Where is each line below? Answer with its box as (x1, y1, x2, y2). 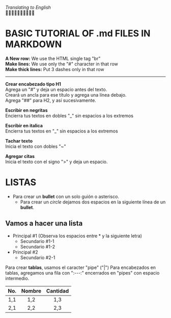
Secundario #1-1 (20, 238, 54, 244)
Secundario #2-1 (20, 254, 55, 260)
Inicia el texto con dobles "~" (5, 143, 66, 149)
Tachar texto (5, 138, 33, 144)
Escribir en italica (5, 122, 43, 128)
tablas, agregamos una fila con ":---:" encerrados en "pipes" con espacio (5, 269, 160, 276)
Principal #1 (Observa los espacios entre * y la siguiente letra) (12, 233, 142, 239)
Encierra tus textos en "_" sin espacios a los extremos (5, 128, 118, 134)
